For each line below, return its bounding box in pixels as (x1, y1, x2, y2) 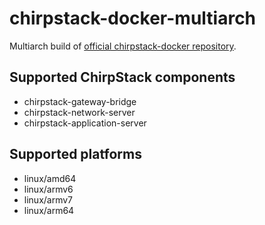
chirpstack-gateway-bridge (23, 95, 137, 107)
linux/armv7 (23, 193, 74, 206)
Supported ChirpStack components (9, 69, 236, 86)
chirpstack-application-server (23, 117, 147, 129)
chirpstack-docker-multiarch (9, 7, 257, 30)
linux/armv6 (23, 183, 74, 195)
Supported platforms (9, 146, 142, 163)
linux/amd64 (23, 172, 77, 184)
